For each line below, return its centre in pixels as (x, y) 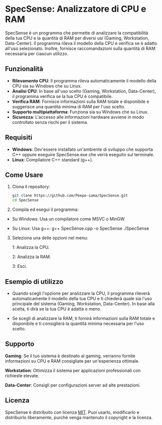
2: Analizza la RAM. (31, 257)
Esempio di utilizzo (34, 282)
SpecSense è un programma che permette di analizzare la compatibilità (77, 33)
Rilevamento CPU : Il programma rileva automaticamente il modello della (84, 81)
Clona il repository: (31, 187)
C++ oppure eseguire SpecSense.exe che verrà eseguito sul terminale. (83, 154)
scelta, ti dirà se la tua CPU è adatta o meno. (57, 309)
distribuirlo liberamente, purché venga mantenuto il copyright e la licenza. (79, 417)
